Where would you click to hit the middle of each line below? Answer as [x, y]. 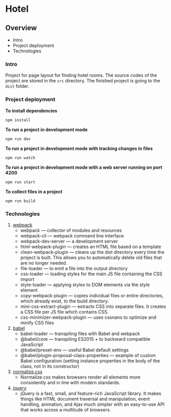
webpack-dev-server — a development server [69, 241]
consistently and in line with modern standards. [70, 382]
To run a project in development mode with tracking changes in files [79, 148]
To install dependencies [31, 111]
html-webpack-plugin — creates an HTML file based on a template [91, 247]
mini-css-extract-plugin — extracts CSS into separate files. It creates [93, 306]
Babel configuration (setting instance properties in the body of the [90, 361]
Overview [21, 28]
